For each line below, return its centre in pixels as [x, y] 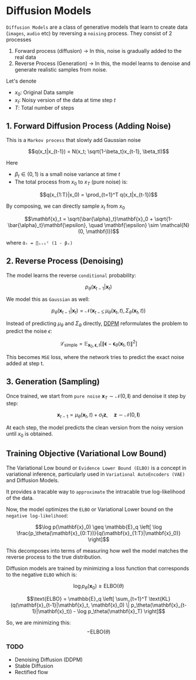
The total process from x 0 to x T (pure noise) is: [71, 182]
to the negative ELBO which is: [42, 574]
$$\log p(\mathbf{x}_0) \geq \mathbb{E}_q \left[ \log [99, 527]
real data [25, 57]
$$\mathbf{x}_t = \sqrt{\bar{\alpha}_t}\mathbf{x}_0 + [89, 219]
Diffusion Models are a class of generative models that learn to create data [97, 27]
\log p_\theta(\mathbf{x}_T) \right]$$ [121, 611]
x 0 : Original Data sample [44, 93]
